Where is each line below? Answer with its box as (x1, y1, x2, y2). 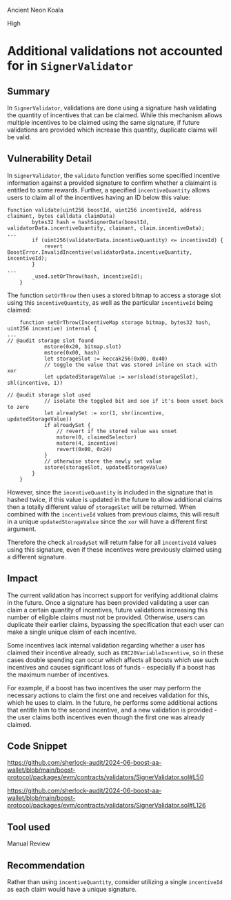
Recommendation (7, 859, 85, 871)
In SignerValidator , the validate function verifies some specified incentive (7, 171, 221, 179)
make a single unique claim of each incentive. (7, 628, 137, 636)
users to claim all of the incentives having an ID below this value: (7, 193, 191, 201)
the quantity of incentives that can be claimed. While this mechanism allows (7, 111, 223, 119)
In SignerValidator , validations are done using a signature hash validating (7, 103, 217, 112)
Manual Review (7, 839, 50, 848)
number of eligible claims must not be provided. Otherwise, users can (7, 613, 205, 621)
